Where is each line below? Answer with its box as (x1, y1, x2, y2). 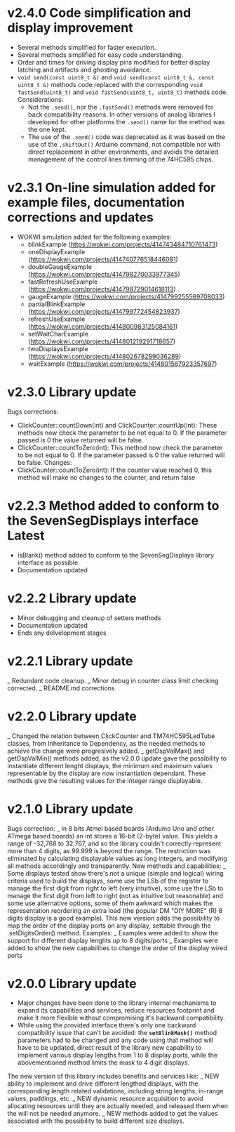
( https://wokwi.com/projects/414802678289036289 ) (27, 352, 182, 360)
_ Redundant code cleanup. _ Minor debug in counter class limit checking (7, 676, 219, 685)
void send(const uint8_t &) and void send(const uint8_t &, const (17, 72, 215, 81)
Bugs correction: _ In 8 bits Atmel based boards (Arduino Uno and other (7, 824, 214, 833)
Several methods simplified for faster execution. (17, 43, 156, 51)
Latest (7, 528, 45, 544)
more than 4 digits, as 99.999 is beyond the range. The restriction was (7, 846, 211, 855)
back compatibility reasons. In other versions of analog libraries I (27, 110, 215, 119)
